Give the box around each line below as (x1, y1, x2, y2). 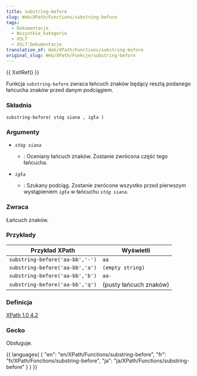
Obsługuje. (6, 339, 32, 347)
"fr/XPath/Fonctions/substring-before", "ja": (6, 357, 113, 364)
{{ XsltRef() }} (6, 68, 40, 75)
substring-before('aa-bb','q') (9, 281, 97, 288)
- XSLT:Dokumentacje (11, 42, 62, 48)
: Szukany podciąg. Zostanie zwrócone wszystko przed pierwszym (23, 182, 186, 189)
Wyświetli (122, 246, 150, 254)
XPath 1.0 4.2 (6, 312, 38, 319)
